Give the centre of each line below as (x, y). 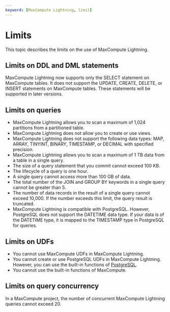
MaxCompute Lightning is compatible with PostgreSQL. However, (81, 209)
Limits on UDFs (30, 241)
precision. (23, 150)
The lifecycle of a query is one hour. (50, 171)
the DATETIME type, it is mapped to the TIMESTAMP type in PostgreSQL (88, 220)
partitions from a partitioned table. (49, 128)
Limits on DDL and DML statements (62, 65)
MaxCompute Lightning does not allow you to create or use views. (82, 133)
